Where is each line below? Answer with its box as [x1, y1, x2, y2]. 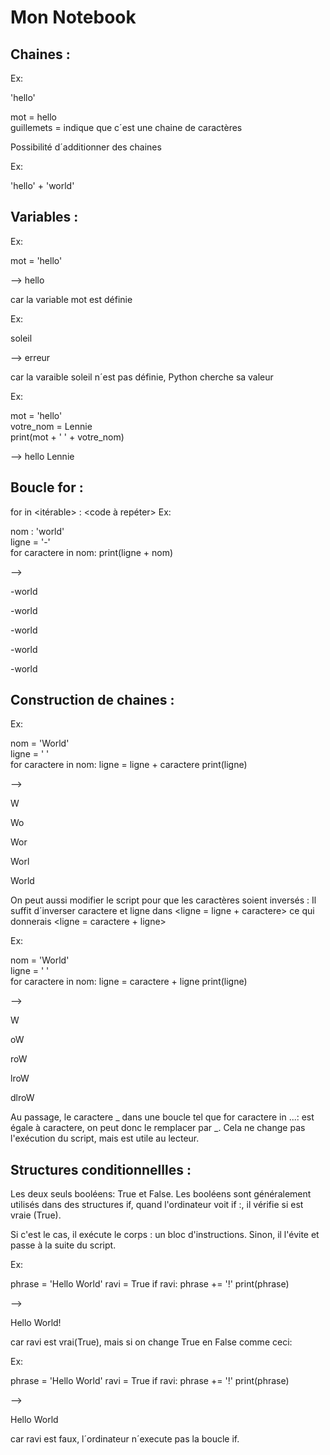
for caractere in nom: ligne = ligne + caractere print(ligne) [10, 759, 248, 771]
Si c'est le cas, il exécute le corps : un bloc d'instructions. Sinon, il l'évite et [10, 1229, 320, 1241]
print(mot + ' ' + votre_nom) [10, 431, 125, 443]
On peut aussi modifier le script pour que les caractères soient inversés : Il [10, 894, 317, 906]
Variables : [10, 209, 79, 226]
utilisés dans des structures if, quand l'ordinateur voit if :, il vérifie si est [10, 1199, 304, 1211]
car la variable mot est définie [10, 293, 133, 305]
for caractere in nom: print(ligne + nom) [10, 546, 174, 558]
